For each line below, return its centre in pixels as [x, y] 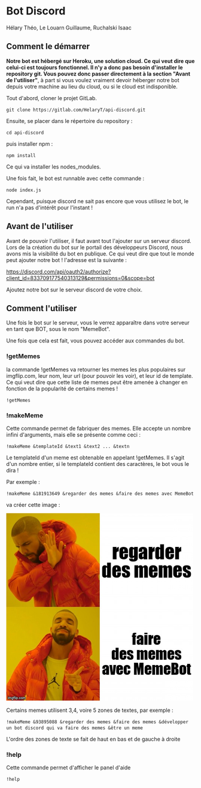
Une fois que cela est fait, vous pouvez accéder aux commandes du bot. [96, 341]
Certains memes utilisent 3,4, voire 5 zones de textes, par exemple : [90, 710]
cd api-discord [25, 133]
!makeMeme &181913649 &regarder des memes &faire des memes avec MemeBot [100, 494]
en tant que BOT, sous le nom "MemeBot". [58, 329]
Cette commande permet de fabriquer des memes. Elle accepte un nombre [99, 428]
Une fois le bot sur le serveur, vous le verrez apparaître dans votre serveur [98, 323]
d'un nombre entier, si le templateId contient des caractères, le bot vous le [98, 464]
